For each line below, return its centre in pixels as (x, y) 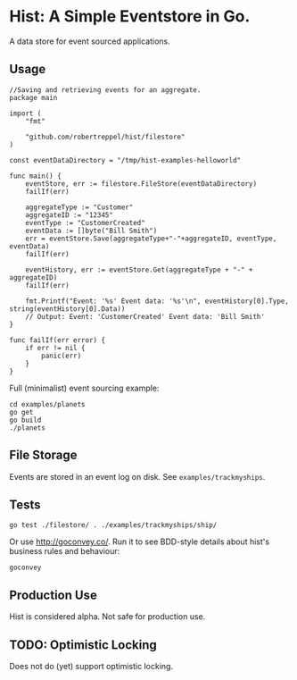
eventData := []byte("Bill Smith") (91, 231)
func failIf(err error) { (57, 340)
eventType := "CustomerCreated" (85, 222)
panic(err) (62, 356)
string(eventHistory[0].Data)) (67, 309)
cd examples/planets (48, 404)
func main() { (36, 176)
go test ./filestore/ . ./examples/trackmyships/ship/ (113, 525)
